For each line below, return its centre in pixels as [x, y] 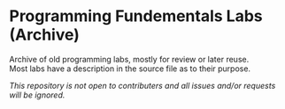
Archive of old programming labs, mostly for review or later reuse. [129, 59]
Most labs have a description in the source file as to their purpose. [130, 69]
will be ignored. [37, 95]
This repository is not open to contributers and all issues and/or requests [142, 85]
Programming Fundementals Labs [136, 16]
